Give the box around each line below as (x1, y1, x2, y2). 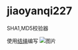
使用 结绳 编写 (7, 37, 38, 44)
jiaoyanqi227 (7, 4, 73, 18)
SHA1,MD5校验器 (7, 24, 49, 32)
